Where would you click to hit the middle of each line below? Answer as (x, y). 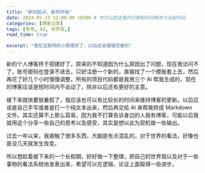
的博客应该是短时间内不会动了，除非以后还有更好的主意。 (78, 87)
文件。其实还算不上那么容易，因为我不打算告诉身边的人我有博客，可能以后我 (103, 115)
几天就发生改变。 (38, 143)
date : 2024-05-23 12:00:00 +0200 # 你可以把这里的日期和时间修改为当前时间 (96, 18)
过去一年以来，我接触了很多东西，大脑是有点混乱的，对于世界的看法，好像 (100, 136)
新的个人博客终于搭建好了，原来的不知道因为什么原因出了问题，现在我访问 (100, 64)
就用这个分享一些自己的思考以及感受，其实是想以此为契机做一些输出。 (95, 123)
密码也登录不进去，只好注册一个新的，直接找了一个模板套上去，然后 (113, 72)
